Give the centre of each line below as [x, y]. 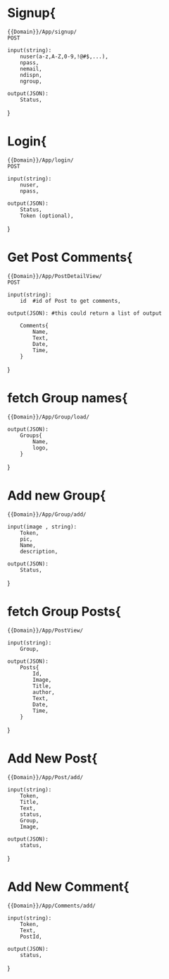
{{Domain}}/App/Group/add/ [47, 514]
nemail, [31, 68]
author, [44, 692]
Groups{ [31, 436]
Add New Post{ [52, 758]
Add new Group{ [57, 495]
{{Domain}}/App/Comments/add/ [52, 906]
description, [39, 551]
